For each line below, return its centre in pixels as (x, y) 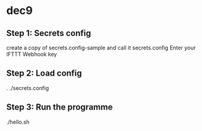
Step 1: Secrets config (49, 33)
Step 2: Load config (44, 73)
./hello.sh (18, 122)
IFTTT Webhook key (32, 54)
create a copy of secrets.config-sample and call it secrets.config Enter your (101, 48)
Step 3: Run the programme (60, 107)
